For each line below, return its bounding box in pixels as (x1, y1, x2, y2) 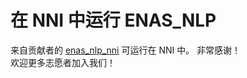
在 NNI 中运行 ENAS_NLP (10, 9, 217, 32)
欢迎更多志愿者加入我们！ (10, 56, 116, 68)
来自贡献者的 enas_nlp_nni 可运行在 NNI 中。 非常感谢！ (10, 44, 242, 56)
